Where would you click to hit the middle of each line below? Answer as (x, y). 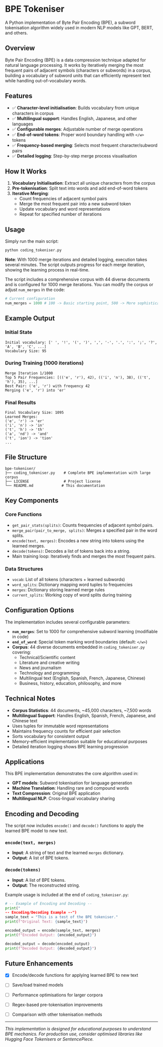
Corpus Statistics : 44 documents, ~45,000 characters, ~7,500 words (81, 710)
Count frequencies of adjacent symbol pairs (63, 199)
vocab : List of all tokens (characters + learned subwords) (68, 579)
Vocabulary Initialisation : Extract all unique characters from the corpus (84, 183)
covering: (22, 652)
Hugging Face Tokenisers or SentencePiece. (49, 1039)
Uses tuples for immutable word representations (60, 726)
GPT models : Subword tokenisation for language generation (72, 783)
